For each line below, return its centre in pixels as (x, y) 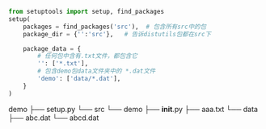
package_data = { (52, 48)
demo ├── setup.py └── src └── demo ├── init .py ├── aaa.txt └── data (133, 109)
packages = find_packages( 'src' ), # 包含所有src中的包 (115, 27)
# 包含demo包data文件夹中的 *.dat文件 (97, 71)
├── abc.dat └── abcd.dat (54, 118)
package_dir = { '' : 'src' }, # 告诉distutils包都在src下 (117, 34)
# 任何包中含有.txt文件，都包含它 (87, 56)
